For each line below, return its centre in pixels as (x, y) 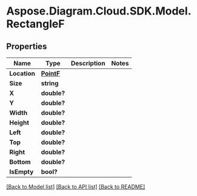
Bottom (20, 162)
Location (22, 73)
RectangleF (35, 24)
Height (19, 122)
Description (88, 63)
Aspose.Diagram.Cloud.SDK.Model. (99, 11)
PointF (51, 73)
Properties (27, 46)
